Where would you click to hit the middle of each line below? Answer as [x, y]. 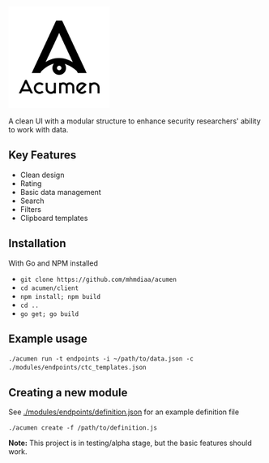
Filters [31, 209]
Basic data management [60, 192]
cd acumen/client [49, 288]
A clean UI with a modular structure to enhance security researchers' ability [134, 121]
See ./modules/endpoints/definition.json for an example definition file [124, 412]
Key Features [43, 156]
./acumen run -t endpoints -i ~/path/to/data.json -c [101, 359]
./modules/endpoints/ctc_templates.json [78, 368]
